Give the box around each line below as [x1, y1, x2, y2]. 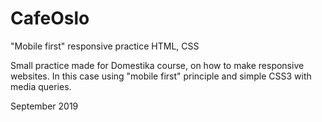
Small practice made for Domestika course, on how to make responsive [10, 59, 305, 71]
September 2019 [10, 100, 79, 112]
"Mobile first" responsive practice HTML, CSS [10, 40, 200, 52]
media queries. [10, 80, 72, 92]
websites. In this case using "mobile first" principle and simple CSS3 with [10, 70, 312, 82]
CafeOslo [10, 7, 90, 30]
